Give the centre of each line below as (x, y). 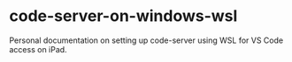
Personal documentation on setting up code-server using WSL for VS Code (146, 40)
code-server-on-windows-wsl (123, 16)
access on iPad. (38, 49)
